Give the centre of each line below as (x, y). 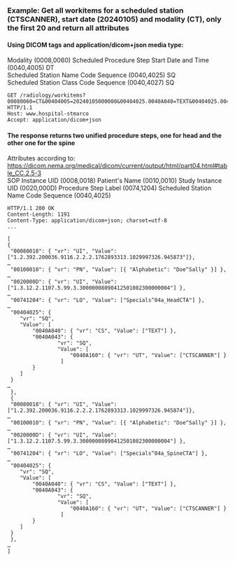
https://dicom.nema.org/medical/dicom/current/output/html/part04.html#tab (117, 166)
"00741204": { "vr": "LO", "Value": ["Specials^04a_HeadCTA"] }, (107, 300)
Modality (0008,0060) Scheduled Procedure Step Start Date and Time (108, 60)
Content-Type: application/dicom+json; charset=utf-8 (87, 221)
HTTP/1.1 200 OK (31, 209)
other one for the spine (41, 143)
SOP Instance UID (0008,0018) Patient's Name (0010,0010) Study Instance (115, 181)
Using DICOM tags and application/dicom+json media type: (95, 45)
